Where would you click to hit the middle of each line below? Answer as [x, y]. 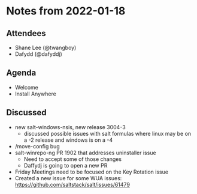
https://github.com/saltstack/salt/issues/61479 [72, 184]
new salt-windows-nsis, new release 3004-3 [70, 127]
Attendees [26, 33]
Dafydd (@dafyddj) [39, 54]
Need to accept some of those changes [72, 159]
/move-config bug [37, 146]
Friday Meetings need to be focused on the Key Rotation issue [92, 172]
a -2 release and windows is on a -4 [68, 140]
